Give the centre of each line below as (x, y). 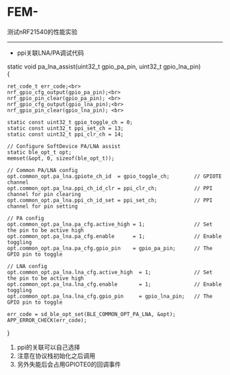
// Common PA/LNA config (42, 170)
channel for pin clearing (44, 194)
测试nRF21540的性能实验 (42, 32)
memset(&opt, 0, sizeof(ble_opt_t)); (61, 158)
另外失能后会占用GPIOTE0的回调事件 (69, 364)
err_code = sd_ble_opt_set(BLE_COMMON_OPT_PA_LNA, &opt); (91, 314)
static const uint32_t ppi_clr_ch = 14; (66, 134)
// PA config (26, 218)
